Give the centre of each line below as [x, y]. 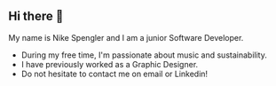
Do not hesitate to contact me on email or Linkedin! [114, 74]
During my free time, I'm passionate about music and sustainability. [144, 55]
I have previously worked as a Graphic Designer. [110, 64]
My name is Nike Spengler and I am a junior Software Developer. [126, 37]
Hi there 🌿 [36, 16]
